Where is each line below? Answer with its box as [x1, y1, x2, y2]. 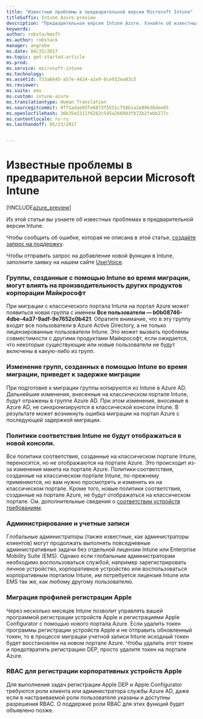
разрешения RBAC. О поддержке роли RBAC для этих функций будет [6, 700, 185, 707]
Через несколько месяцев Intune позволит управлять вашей [6, 607, 163, 614]
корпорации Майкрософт [6, 288, 86, 297]
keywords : [6, 25, 31, 32]
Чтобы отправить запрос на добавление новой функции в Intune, [6, 252, 174, 259]
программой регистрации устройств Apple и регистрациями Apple [6, 613, 180, 621]
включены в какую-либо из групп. [6, 348, 95, 355]
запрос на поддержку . [6, 240, 65, 248]
